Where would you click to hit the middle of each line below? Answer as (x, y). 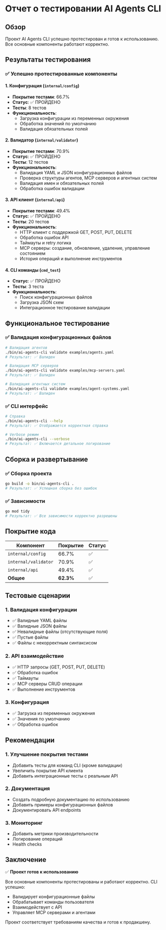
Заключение (26, 860)
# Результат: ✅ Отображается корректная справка (57, 426)
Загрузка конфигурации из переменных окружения (74, 118)
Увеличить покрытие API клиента (48, 771)
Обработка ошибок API (44, 237)
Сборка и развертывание (47, 459)
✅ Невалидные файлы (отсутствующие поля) (60, 632)
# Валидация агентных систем (35, 384)
